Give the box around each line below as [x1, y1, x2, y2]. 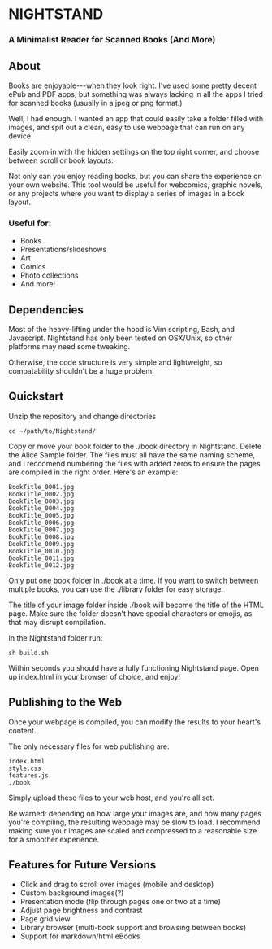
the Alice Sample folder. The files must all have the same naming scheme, [8, 449, 256, 460]
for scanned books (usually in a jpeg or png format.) [8, 98, 183, 107]
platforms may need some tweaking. [8, 342, 131, 352]
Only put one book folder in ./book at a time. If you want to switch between [8, 575, 259, 585]
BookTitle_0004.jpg [8, 504, 75, 513]
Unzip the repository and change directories [8, 411, 157, 421]
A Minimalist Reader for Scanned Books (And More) [8, 34, 216, 46]
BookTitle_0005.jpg [8, 511, 75, 519]
